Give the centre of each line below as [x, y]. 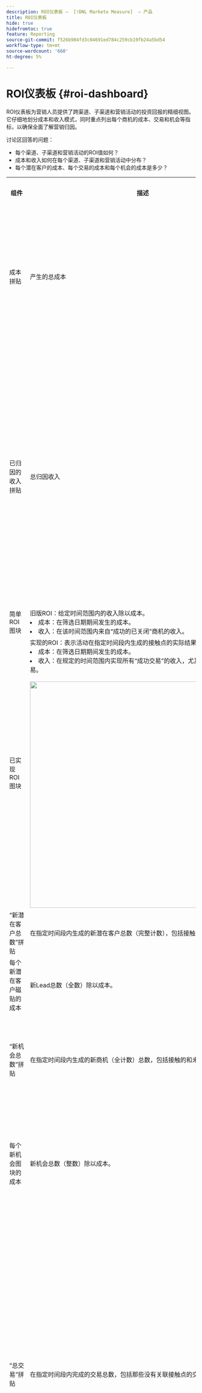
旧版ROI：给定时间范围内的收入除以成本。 [89, 613]
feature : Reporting [31, 34]
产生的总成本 [48, 276]
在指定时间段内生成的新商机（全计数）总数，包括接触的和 [111, 1060]
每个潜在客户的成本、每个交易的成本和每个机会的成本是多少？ [91, 167]
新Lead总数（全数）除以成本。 [73, 985]
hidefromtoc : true [29, 29]
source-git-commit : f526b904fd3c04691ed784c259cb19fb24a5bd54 [86, 40]
